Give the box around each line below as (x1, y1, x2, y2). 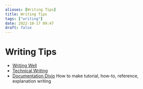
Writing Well (12, 63, 37, 68)
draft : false (5, 25, 32, 30)
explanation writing (12, 78, 51, 84)
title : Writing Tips (5, 12, 48, 17)
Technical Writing (12, 68, 48, 74)
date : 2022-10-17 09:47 (5, 21, 54, 26)
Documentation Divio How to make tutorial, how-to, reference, (12, 73, 139, 79)
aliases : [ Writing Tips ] (5, 7, 56, 12)
